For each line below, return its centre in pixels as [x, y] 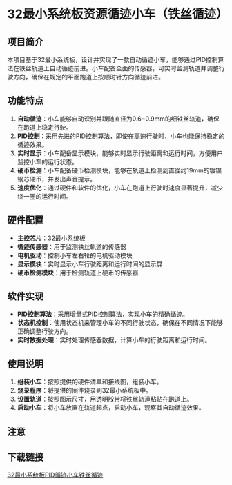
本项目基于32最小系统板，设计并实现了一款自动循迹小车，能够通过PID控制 [113, 60]
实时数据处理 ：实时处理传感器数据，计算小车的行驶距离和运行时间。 [114, 340]
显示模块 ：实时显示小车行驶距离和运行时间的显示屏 [90, 264]
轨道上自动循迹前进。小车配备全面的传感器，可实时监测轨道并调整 [125, 68]
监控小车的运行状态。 [47, 161]
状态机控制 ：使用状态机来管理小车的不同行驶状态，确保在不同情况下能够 [120, 323]
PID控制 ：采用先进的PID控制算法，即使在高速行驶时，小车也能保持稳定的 [121, 136]
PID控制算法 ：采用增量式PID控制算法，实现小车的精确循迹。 [103, 314]
